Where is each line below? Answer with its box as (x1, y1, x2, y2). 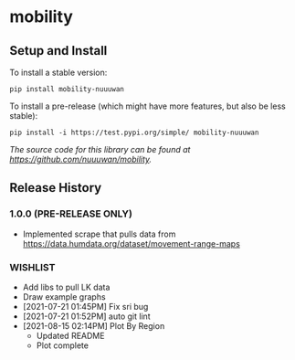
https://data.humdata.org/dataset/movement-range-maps (22, 238, 240, 249)
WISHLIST (9, 260, 56, 273)
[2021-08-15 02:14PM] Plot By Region (22, 320, 165, 331)
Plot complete (36, 340, 90, 351)
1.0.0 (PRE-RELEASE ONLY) (9, 207, 132, 220)
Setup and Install (9, 43, 108, 58)
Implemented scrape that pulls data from (22, 228, 176, 239)
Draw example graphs (22, 291, 107, 302)
